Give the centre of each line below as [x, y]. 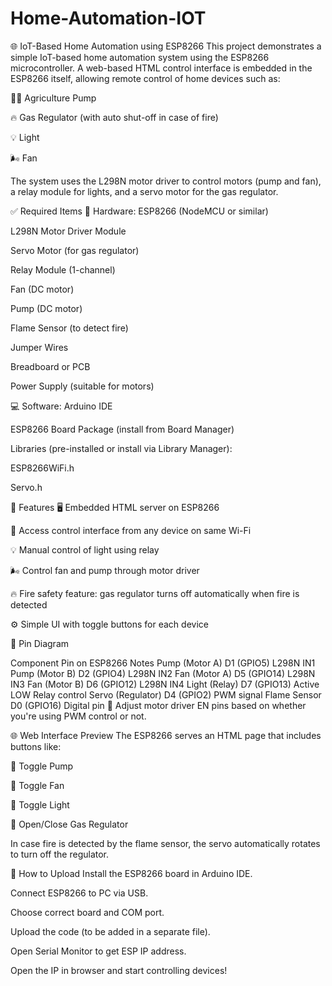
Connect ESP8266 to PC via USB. [79, 893]
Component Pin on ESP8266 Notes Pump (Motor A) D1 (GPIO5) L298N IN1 [163, 663]
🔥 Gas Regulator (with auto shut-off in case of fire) [114, 117]
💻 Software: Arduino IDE [61, 406]
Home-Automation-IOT [108, 18]
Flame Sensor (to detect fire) [69, 328]
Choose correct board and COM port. [87, 912]
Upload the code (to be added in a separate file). [110, 931]
